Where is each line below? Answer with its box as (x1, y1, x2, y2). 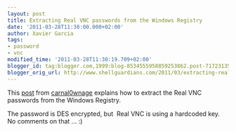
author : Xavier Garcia (7, 29, 74, 37)
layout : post (7, 10, 46, 18)
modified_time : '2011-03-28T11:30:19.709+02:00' (7, 56, 152, 63)
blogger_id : (7, 62, 42, 70)
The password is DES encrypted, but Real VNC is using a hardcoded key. (7, 110, 220, 118)
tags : (7, 37, 23, 44)
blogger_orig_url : (7, 69, 61, 76)
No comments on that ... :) (7, 117, 83, 125)
